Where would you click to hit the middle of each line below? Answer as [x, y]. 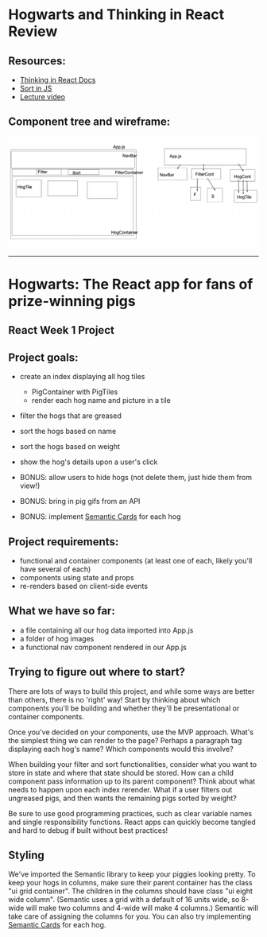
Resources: [37, 61]
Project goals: [43, 357]
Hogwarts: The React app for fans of [131, 284]
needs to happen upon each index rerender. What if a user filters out [120, 789]
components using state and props [77, 577]
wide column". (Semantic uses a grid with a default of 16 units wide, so [124, 900]
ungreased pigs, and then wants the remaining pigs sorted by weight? [122, 798]
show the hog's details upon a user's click [89, 462]
